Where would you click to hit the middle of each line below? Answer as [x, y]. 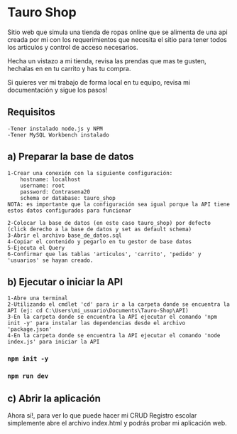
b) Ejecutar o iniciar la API [65, 282]
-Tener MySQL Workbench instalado [59, 135]
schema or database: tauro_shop [68, 198]
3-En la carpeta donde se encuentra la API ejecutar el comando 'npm [112, 317]
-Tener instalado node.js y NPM [55, 129]
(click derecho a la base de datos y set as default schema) [100, 229]
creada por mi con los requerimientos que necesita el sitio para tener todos [117, 39]
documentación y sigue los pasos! [57, 90]
